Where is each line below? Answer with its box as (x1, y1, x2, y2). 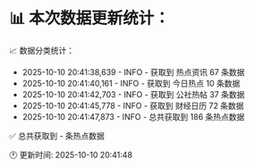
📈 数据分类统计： (9, 45, 74, 55)
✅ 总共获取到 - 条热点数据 (9, 130, 106, 141)
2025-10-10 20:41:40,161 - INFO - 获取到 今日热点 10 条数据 (21, 78, 241, 88)
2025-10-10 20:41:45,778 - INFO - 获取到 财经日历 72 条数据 (21, 100, 244, 111)
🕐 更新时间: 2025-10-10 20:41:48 (9, 149, 132, 160)
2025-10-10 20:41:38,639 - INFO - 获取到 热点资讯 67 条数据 (21, 66, 245, 77)
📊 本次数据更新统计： (9, 8, 170, 29)
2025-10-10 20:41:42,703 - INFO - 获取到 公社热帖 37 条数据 (21, 88, 245, 99)
